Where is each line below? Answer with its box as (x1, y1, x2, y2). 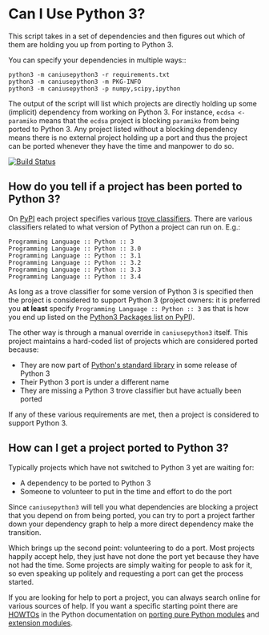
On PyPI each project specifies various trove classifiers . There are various (8, 214, 253, 223)
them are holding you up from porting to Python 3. (8, 39, 174, 49)
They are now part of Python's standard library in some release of (19, 360, 238, 369)
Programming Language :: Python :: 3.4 (8, 273, 142, 281)
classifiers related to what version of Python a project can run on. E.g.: (8, 222, 241, 232)
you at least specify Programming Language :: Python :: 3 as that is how (8, 303, 250, 313)
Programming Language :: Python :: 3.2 (8, 258, 142, 266)
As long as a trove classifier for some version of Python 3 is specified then (8, 286, 254, 296)
